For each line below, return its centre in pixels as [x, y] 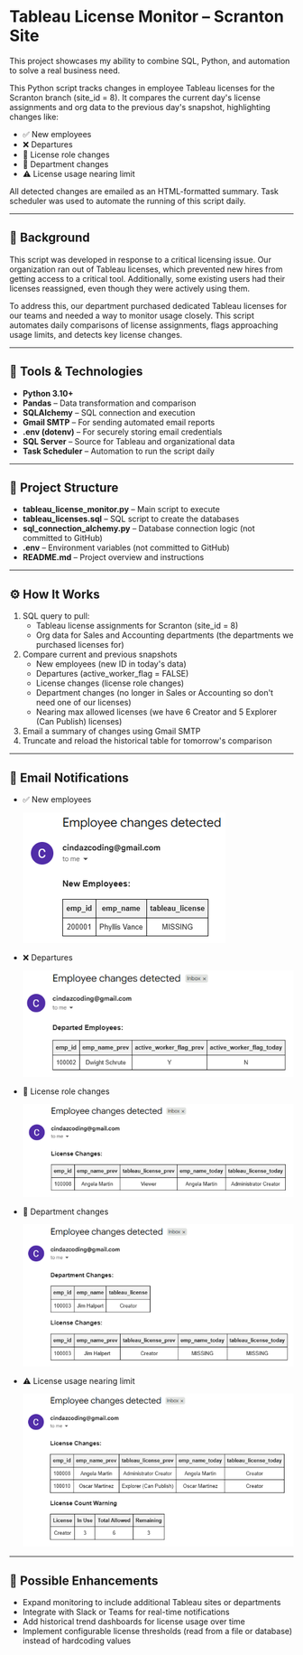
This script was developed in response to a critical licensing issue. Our [141, 259]
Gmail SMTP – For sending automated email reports [119, 422]
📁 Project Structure [64, 487]
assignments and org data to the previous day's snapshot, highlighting [140, 107]
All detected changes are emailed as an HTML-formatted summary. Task [144, 191]
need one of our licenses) [84, 703]
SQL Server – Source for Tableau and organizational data [129, 441]
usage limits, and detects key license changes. [96, 334]
